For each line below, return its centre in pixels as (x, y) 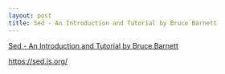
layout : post (30, 16)
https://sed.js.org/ (38, 61)
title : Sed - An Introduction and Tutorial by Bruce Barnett (113, 23)
